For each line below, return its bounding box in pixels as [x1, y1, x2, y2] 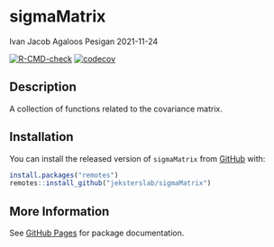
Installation [9, 129, 74, 145]
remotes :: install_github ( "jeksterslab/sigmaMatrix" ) [9, 179, 212, 188]
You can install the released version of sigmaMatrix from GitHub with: [9, 153, 266, 163]
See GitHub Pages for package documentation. [9, 227, 185, 239]
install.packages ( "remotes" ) [9, 171, 119, 180]
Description [9, 79, 77, 95]
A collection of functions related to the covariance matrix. [9, 103, 223, 114]
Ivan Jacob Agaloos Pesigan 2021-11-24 [9, 36, 159, 47]
